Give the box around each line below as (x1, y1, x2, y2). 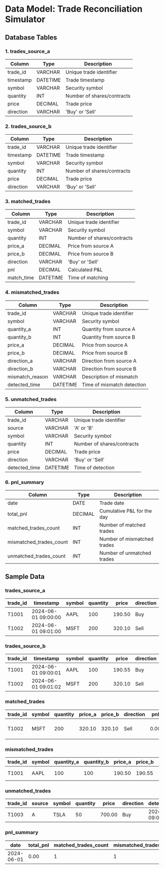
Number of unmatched (99, 550, 151, 557)
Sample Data (5, 572, 45, 581)
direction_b (7, 365, 33, 372)
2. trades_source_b (5, 123, 52, 130)
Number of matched (99, 522, 145, 528)
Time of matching (67, 274, 108, 281)
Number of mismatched (99, 536, 154, 543)
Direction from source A (82, 357, 137, 364)
